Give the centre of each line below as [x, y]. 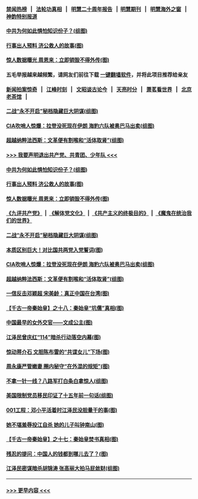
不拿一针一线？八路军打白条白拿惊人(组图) [57, 381]
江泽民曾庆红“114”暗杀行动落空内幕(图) [54, 337]
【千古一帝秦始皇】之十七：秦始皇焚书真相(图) [62, 439]
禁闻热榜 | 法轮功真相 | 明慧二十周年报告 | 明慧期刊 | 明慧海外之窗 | [97, 9]
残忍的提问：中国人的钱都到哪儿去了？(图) [57, 454]
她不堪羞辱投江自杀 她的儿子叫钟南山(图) [55, 425]
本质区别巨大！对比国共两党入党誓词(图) [55, 250]
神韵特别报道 [22, 16]
